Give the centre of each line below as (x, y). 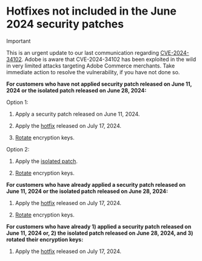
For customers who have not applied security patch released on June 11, (99, 84)
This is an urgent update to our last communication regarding (83, 52)
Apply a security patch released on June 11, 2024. (77, 114)
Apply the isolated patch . (46, 161)
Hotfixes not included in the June (92, 11)
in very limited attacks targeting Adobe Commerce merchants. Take (91, 66)
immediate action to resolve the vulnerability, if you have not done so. (93, 72)
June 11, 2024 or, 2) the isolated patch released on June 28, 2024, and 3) (100, 233)
